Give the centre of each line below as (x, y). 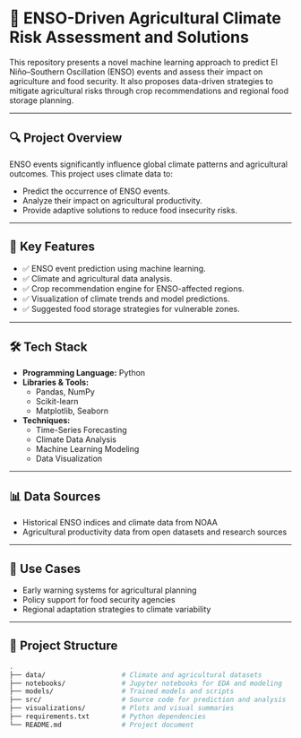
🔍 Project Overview (66, 138)
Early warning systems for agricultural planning (109, 590)
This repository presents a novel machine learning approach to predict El (143, 62)
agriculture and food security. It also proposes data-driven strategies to (141, 81)
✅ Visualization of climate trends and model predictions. (126, 299)
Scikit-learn (57, 402)
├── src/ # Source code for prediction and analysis (148, 700)
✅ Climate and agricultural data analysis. (97, 278)
